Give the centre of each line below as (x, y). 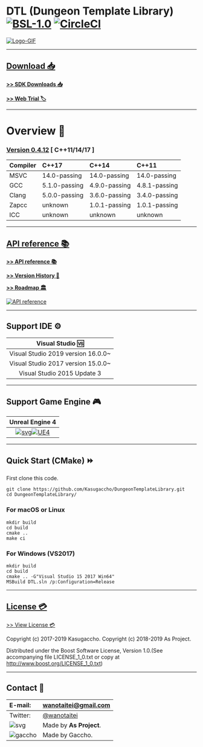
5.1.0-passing (63, 186)
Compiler (23, 166)
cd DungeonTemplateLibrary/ (42, 495)
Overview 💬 (36, 131)
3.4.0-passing (157, 195)
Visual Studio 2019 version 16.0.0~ (60, 353)
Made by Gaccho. (68, 735)
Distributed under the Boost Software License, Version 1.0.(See (85, 650)
